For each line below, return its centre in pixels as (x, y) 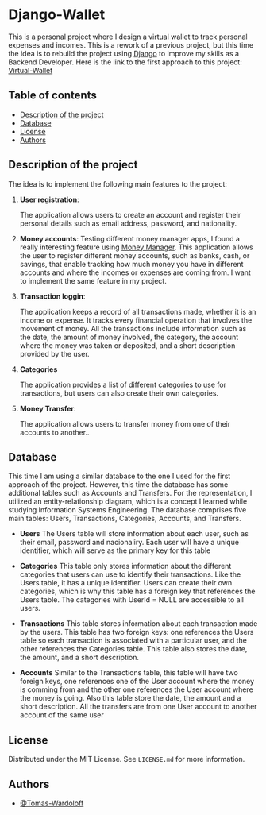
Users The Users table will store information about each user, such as (134, 534)
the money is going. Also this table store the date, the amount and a (130, 698)
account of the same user (62, 715)
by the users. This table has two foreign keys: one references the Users (137, 632)
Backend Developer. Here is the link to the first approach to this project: (125, 62)
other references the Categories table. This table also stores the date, (133, 649)
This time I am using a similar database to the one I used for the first (120, 476)
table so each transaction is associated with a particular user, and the (133, 640)
